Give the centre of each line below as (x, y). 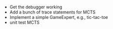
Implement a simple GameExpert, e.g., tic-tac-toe (59, 17)
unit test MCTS (24, 22)
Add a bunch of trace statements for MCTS (52, 12)
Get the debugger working (36, 7)
